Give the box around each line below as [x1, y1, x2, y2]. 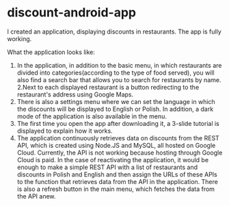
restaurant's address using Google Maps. [16, 90, 134, 99]
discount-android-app [7, 5, 137, 21]
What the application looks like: [7, 48, 96, 56]
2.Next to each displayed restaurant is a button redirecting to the [16, 83, 200, 91]
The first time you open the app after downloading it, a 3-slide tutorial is [16, 119, 220, 127]
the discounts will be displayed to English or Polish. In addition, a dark [16, 105, 214, 113]
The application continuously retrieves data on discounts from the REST [16, 133, 220, 142]
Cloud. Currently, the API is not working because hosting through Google [16, 149, 223, 157]
